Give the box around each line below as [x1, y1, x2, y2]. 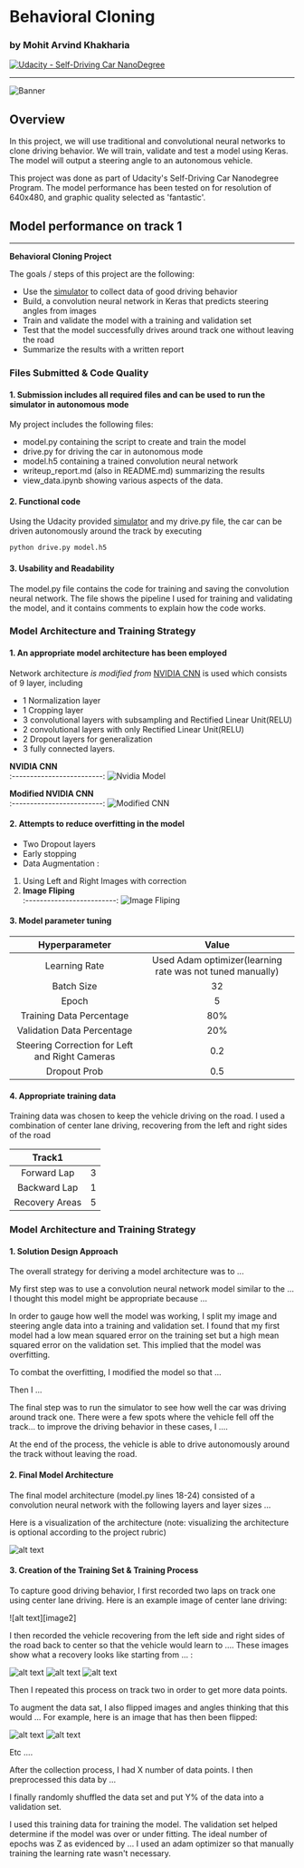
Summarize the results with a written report [22, 344, 185, 355]
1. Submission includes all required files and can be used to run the [9, 388, 265, 400]
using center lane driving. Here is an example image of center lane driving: [9, 1595, 288, 1606]
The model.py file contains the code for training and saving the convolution [9, 583, 290, 594]
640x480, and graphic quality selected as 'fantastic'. [9, 192, 206, 203]
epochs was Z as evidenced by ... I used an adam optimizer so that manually [9, 1838, 294, 1849]
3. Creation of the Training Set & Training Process [9, 1565, 199, 1576]
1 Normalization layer [22, 694, 101, 705]
